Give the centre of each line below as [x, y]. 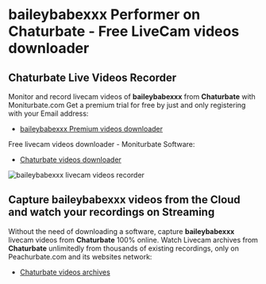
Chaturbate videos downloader [70, 159]
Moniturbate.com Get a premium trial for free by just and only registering [127, 105]
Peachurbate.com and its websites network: [80, 256]
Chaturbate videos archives [65, 272]
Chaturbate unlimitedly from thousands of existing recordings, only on [124, 248]
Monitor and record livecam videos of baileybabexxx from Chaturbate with [132, 96]
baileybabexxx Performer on [104, 15]
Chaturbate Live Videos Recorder [93, 77]
